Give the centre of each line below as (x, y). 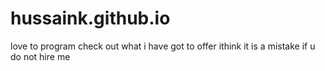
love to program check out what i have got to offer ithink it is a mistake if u (163, 46)
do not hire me (40, 56)
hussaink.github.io (90, 18)
